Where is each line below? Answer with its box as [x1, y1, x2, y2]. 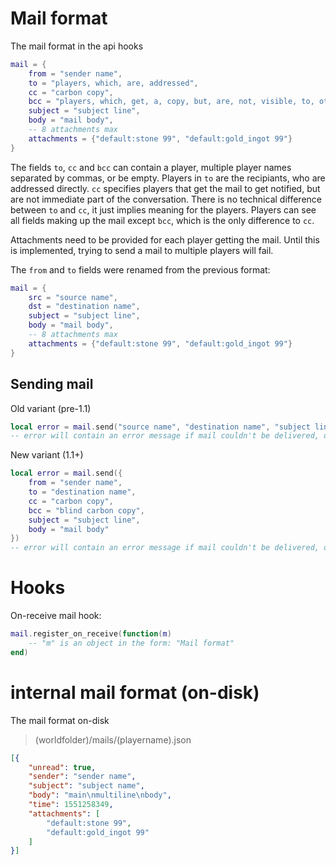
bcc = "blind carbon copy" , [28, 505, 145, 516]
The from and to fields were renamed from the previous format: [10, 263, 271, 276]
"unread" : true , [28, 762, 97, 772]
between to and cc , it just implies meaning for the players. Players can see [10, 203, 317, 216]
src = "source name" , [28, 292, 118, 302]
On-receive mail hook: [10, 610, 102, 622]
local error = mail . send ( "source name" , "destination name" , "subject [10, 422, 311, 432]
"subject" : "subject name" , [28, 781, 145, 791]
